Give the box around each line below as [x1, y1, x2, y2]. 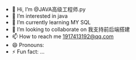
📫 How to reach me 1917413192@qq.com [11, 33, 114, 40]
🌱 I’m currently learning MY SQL [11, 19, 91, 26]
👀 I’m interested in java [11, 12, 68, 20]
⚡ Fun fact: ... [11, 48, 45, 55]
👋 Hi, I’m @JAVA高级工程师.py [11, 6, 86, 12]
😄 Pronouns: [11, 42, 45, 48]
